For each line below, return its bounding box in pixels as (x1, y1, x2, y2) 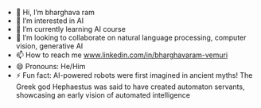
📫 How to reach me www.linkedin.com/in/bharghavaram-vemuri (15, 50, 228, 60)
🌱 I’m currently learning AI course (15, 25, 126, 33)
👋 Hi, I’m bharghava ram (15, 8, 95, 17)
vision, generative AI (15, 41, 84, 51)
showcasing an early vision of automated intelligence (15, 91, 191, 99)
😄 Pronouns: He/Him (15, 62, 86, 71)
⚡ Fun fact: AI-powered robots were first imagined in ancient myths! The (15, 71, 253, 79)
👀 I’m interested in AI (15, 16, 84, 25)
